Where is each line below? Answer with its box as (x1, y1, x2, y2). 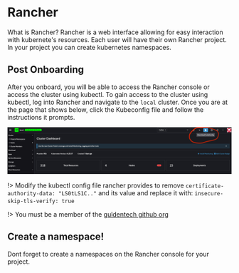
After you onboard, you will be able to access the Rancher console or (7, 83, 210, 91)
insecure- (194, 190, 224, 197)
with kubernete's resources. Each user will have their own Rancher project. (7, 35, 228, 43)
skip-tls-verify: (7, 197, 59, 205)
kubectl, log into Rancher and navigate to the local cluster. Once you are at (7, 98, 228, 106)
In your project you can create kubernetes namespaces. (7, 43, 172, 51)
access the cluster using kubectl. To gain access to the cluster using (7, 90, 208, 98)
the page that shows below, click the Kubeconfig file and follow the (7, 105, 204, 114)
